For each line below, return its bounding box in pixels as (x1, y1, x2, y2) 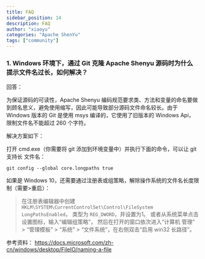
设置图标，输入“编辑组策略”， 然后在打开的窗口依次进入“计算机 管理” (21, 218, 195, 226)
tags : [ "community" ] (6, 37, 59, 44)
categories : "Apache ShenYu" (6, 32, 81, 38)
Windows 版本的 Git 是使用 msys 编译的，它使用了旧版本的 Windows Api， (6, 112, 195, 119)
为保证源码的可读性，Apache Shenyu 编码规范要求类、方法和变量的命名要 (6, 96, 193, 104)
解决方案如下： (6, 133, 44, 140)
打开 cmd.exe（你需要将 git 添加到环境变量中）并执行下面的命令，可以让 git (6, 145, 197, 153)
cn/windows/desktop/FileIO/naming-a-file (6, 246, 112, 253)
